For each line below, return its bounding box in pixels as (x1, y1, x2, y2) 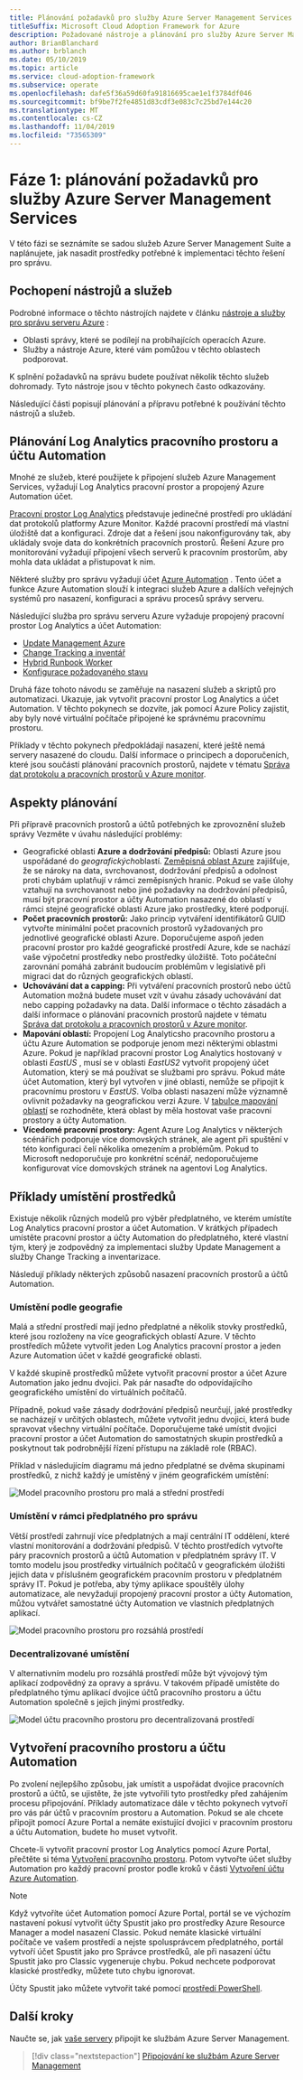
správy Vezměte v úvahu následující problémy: (9, 828, 183, 840)
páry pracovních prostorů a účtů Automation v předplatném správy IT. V (9, 1550, 277, 1561)
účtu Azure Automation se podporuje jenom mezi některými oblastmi (22, 1038, 278, 1049)
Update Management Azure (22, 638, 126, 648)
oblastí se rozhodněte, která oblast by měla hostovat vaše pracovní (22, 1105, 272, 1116)
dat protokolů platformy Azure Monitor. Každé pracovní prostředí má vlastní (9, 518, 289, 529)
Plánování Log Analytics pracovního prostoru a (9, 434, 279, 450)
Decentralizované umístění (9, 1647, 130, 1660)
